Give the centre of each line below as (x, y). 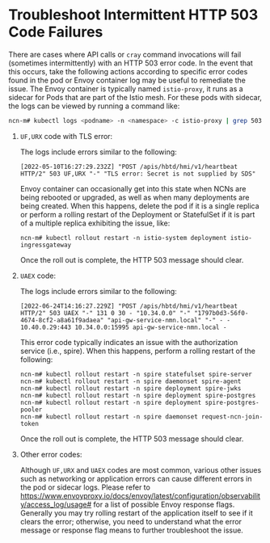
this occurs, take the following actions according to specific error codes (128, 71)
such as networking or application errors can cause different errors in (136, 478)
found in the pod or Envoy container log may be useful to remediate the (127, 80)
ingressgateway (46, 245)
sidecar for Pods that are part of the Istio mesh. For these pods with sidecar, (135, 97)
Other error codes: (51, 454)
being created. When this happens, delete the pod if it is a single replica (140, 206)
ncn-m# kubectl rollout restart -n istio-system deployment (123, 238)
